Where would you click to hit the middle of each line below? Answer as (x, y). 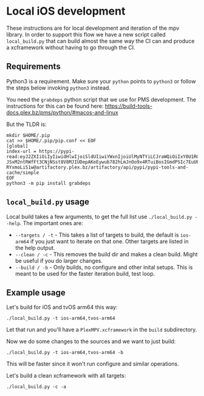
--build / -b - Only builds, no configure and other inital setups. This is (104, 267)
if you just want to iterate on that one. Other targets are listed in (109, 241)
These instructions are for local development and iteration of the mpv (93, 28)
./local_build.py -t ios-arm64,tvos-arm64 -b (65, 353)
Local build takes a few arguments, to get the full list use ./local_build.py (99, 217)
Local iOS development (66, 11)
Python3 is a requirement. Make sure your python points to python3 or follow (101, 81)
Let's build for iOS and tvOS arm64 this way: (62, 307)
